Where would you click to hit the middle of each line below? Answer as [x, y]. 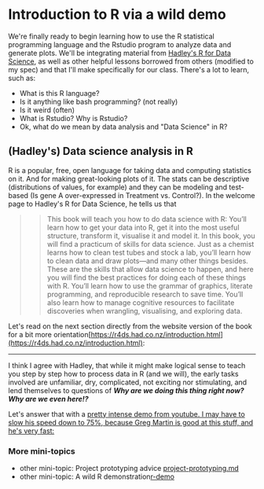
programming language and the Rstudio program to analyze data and [120, 44]
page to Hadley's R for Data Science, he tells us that [92, 204]
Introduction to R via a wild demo [117, 15]
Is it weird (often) [47, 110]
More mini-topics [42, 451]
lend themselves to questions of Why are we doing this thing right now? [126, 390]
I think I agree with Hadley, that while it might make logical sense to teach [127, 365]
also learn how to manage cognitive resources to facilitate [141, 302]
